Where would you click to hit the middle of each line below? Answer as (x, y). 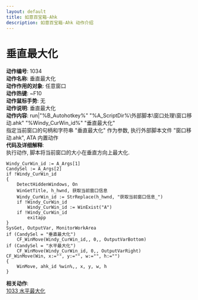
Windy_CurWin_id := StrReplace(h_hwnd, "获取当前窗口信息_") (90, 197)
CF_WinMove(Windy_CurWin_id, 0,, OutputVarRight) (79, 251)
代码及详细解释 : (25, 145)
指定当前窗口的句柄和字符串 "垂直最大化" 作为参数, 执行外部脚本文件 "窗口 (96, 130)
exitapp (37, 218)
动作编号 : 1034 (24, 71)
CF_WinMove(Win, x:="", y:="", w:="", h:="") (63, 256)
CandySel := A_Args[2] (34, 169)
